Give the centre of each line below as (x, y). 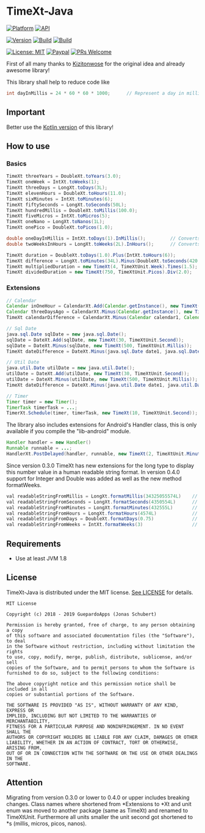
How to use (28, 146)
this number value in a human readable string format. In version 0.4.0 (93, 472)
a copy (15, 630)
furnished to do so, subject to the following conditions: (83, 673)
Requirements (34, 544)
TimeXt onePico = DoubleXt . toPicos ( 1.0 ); (60, 227)
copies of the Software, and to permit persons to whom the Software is (101, 667)
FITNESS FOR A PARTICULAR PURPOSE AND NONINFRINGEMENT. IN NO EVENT (95, 726)
